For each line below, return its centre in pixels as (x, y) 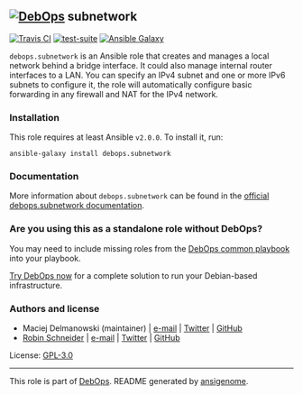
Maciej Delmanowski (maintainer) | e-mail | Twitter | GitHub (133, 328)
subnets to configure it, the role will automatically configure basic (131, 84)
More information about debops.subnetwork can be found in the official (139, 196)
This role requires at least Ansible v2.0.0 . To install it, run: (116, 137)
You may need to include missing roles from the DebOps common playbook (150, 248)
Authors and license (55, 308)
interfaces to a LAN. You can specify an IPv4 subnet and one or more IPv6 (147, 75)
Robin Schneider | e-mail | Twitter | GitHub (101, 338)
